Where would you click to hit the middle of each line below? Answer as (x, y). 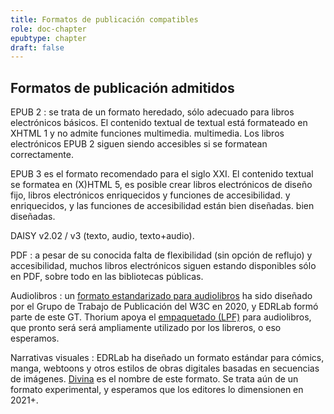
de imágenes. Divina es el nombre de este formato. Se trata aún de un (154, 379)
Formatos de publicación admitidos (122, 87)
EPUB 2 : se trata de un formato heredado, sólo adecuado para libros (152, 112)
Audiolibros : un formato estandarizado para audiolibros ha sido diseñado (161, 296)
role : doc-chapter (48, 29)
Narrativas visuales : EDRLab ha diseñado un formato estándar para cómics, (167, 358)
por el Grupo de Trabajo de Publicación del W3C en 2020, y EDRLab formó (164, 307)
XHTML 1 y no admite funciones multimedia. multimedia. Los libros (147, 133)
